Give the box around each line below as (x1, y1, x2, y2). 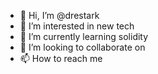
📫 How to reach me (19, 53, 103, 64)
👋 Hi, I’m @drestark (19, 10, 100, 21)
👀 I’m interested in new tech (19, 20, 135, 32)
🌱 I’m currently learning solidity (19, 31, 149, 42)
